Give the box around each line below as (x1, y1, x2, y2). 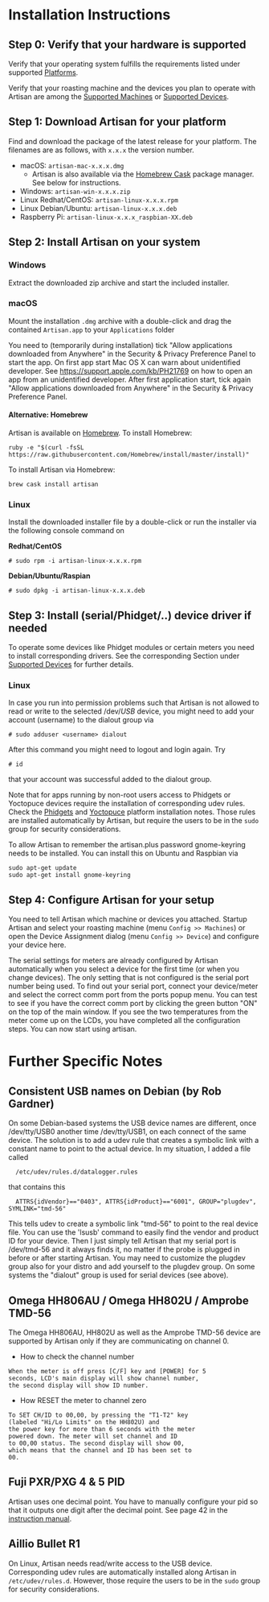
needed (8, 621, 48, 635)
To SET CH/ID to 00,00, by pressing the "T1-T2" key (8, 1411, 189, 1419)
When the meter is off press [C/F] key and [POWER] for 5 (8, 1368, 206, 1376)
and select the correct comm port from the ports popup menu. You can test (8, 990, 258, 1000)
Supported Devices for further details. (8, 660, 134, 669)
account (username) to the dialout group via (8, 715, 154, 725)
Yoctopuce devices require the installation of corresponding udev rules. (8, 799, 246, 809)
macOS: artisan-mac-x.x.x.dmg (19, 160, 124, 170)
